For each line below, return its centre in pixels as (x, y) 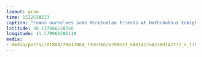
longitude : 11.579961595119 (41, 34)
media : (14, 39)
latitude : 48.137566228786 (40, 28)
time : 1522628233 (28, 17)
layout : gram (23, 12)
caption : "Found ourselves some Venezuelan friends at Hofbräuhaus (93, 23)
